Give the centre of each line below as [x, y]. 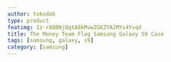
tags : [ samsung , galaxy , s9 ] [51, 41]
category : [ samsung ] [38, 47]
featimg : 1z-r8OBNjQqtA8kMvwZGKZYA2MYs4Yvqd [74, 27]
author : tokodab [31, 14]
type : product [28, 21]
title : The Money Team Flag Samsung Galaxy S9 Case [85, 34]
